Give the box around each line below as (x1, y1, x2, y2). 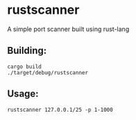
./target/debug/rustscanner (7, 69, 89, 76)
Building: (7, 45, 47, 57)
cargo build (7, 63, 42, 70)
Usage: (7, 88, 40, 100)
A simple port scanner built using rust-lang (7, 25, 130, 33)
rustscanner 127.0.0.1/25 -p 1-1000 (7, 106, 113, 113)
